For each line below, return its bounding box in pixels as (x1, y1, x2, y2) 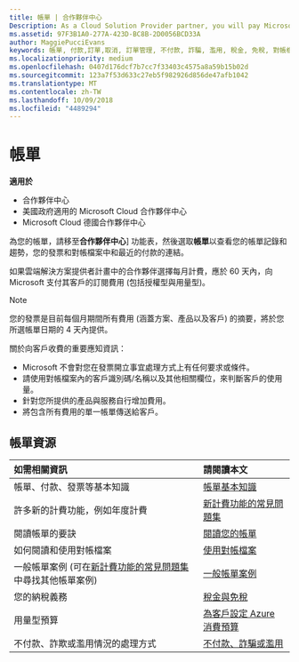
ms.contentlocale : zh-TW (9, 87, 101, 96)
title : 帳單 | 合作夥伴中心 (9, 12, 102, 22)
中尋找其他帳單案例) (13, 574, 98, 586)
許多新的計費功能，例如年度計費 (13, 504, 149, 516)
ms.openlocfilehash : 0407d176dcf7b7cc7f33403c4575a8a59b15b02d (9, 63, 249, 72)
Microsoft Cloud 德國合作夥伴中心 (21, 217, 147, 227)
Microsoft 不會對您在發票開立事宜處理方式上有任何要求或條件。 (21, 362, 255, 373)
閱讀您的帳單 (203, 528, 257, 539)
